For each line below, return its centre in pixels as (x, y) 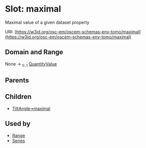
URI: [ (11, 32)
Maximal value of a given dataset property (47, 22)
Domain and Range (34, 52)
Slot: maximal (33, 9)
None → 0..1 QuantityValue (31, 64)
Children (18, 97)
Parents (17, 80)
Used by (18, 124)
